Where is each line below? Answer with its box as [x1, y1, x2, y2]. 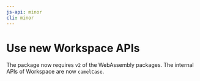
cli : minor [6, 15, 34, 21]
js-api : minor [6, 9, 43, 15]
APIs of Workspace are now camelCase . [6, 68, 105, 75]
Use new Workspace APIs [6, 41, 140, 55]
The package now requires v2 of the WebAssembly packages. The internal [6, 61, 194, 69]
